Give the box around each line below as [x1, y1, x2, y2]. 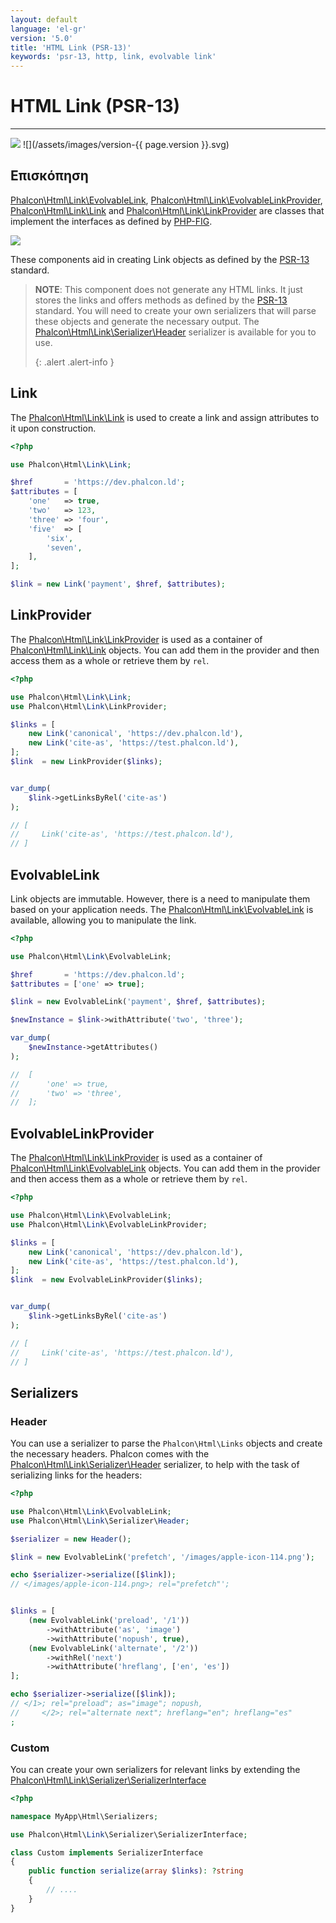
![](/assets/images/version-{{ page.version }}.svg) [22, 139, 230, 151]
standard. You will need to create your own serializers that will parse [34, 304, 317, 316]
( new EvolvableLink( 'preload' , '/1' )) [28, 1616, 190, 1626]
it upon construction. [10, 422, 97, 434]
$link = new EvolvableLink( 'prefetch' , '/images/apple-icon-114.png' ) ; [10, 1552, 315, 1562]
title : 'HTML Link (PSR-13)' [10, 42, 132, 53]
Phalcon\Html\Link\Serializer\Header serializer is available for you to [34, 326, 317, 338]
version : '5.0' [10, 33, 74, 43]
